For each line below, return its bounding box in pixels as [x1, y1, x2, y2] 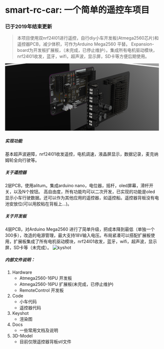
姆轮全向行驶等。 [5, 157, 40, 163]
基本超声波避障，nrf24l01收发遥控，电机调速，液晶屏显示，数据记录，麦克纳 [5, 151, 159, 157]
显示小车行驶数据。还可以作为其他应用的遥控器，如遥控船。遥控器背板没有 [5, 195, 155, 201]
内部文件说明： [5, 257, 35, 262]
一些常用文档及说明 [19, 327, 59, 333]
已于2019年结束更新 [5, 23, 52, 30]
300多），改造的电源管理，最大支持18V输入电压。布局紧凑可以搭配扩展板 [5, 233, 151, 239]
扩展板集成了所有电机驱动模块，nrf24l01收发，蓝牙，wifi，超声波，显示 [13, 239, 157, 244]
